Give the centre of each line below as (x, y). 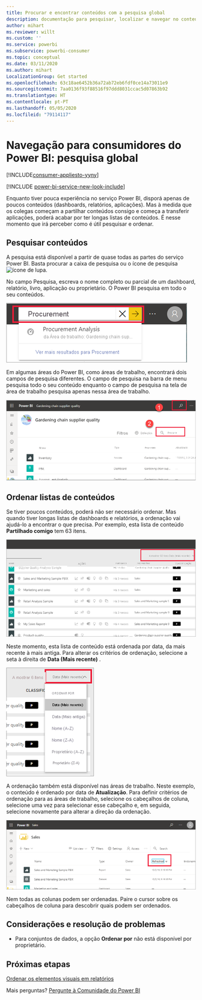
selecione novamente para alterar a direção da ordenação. (79, 812)
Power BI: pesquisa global (72, 158)
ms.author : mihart (29, 70)
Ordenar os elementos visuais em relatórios (60, 979)
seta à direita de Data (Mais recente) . (54, 659)
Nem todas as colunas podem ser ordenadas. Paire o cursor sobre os (92, 899)
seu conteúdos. (26, 295)
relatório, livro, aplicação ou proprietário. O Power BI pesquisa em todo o (96, 288)
